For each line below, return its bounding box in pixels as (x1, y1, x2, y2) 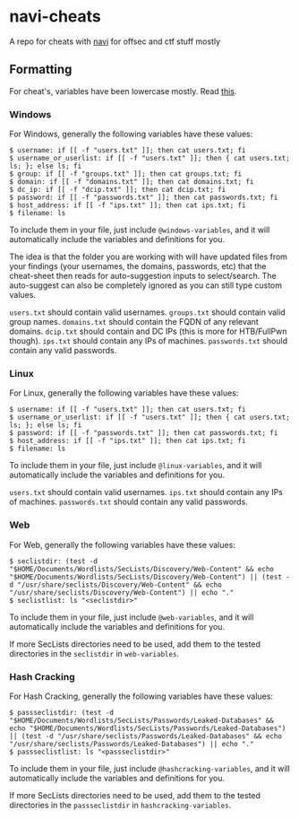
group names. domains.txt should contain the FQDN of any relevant (9, 317, 260, 327)
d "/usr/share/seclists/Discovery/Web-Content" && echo (9, 580, 222, 589)
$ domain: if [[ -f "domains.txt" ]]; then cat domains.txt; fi (9, 178, 254, 187)
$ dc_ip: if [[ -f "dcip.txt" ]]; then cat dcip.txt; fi (9, 186, 226, 195)
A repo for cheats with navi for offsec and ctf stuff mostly (9, 36, 221, 47)
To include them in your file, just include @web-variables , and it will (9, 612, 254, 623)
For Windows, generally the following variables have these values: (9, 128, 253, 140)
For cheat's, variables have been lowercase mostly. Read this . (9, 85, 237, 96)
